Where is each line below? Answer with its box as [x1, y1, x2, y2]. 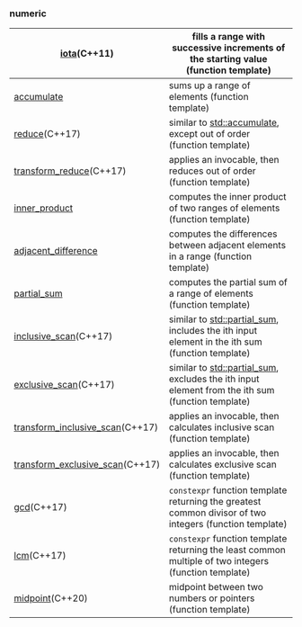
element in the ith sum [169, 336, 262, 348]
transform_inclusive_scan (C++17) [13, 421, 159, 434]
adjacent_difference [13, 245, 98, 257]
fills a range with [191, 31, 265, 43]
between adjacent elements [169, 239, 286, 252]
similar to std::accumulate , [169, 116, 280, 129]
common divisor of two [169, 506, 267, 519]
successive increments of [172, 41, 286, 54]
